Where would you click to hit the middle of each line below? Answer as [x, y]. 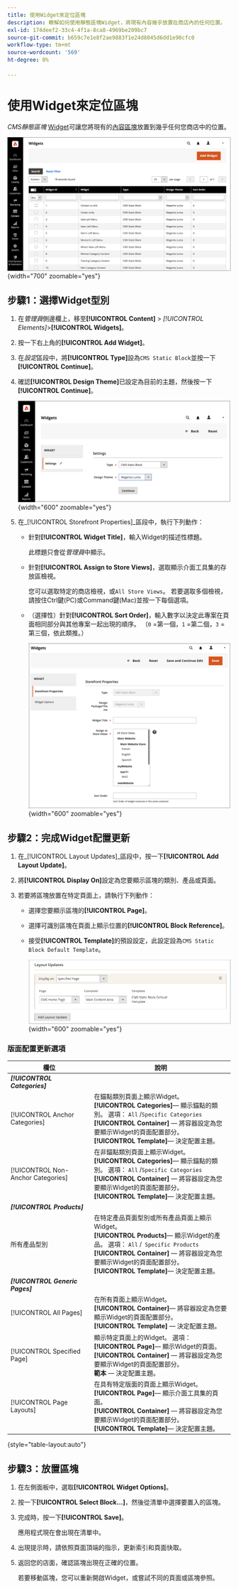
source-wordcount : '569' [44, 53]
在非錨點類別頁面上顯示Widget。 [142, 1152]
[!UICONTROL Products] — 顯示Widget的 [154, 1235]
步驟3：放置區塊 [43, 1469]
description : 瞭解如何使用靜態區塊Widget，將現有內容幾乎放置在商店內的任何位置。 [117, 22]
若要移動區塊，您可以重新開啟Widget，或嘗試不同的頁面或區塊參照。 [118, 1578]
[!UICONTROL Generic [44, 1281]
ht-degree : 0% [28, 60]
